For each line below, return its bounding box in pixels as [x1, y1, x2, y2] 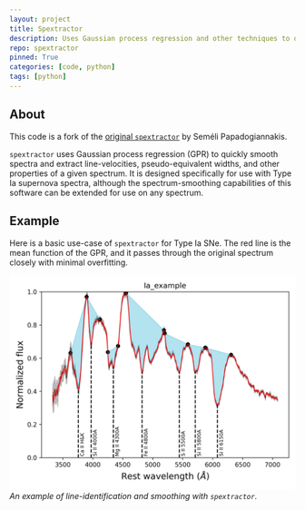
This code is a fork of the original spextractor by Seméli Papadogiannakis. [9, 131, 288, 142]
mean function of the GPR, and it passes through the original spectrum [9, 247, 274, 258]
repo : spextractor [9, 44, 79, 53]
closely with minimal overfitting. [9, 257, 129, 268]
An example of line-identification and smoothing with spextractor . [9, 490, 258, 501]
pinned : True [9, 53, 59, 63]
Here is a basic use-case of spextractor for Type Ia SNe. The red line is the [9, 237, 291, 249]
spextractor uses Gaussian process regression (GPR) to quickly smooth [9, 148, 279, 159]
